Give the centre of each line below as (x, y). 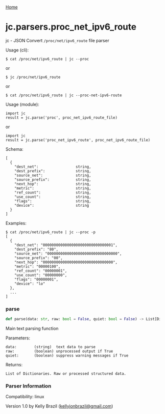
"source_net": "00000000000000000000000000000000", (68, 253)
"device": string (52, 205)
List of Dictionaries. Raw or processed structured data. (66, 374)
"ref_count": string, (53, 193)
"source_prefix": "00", (39, 258)
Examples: (16, 223)
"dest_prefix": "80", (36, 249)
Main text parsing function (32, 329)
